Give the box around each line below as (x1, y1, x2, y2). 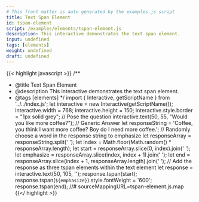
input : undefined (6, 36, 50, 42)
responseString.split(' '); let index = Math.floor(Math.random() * (14, 138, 172, 145)
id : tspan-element (6, 20, 52, 26)
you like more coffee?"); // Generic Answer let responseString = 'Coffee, (14, 119, 193, 126)
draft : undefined (6, 53, 50, 59)
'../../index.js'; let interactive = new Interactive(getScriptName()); (14, 100, 173, 108)
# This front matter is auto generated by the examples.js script (6, 8, 175, 15)
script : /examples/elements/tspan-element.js (6, 25, 121, 32)
